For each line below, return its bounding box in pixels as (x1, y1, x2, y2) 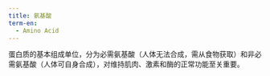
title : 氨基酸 (8, 11, 52, 20)
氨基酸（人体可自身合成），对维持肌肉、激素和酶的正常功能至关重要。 (14, 59, 244, 69)
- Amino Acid (15, 26, 59, 34)
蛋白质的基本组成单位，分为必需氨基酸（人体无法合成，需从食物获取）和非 (8, 50, 255, 59)
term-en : (8, 19, 38, 27)
